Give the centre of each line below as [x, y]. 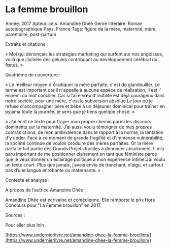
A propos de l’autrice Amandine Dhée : [46, 190]
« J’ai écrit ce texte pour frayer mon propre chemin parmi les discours [78, 121]
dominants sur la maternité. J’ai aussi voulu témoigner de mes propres [79, 127]
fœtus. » [14, 65]
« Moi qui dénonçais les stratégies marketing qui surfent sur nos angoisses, [84, 54]
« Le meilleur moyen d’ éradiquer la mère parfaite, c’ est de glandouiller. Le [82, 85]
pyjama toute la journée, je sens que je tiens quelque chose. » [70, 112]
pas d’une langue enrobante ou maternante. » [53, 170]
